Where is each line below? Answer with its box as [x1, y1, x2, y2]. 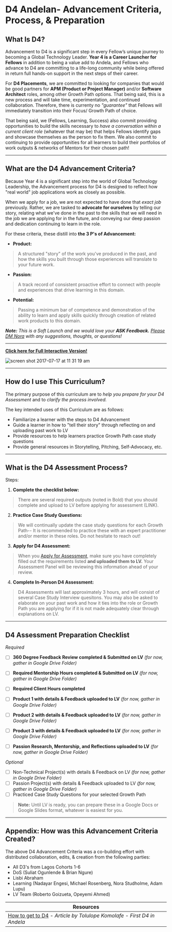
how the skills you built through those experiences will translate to [17, 256, 158, 262]
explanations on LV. [17, 611, 59, 617]
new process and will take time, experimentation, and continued [5, 96, 140, 103]
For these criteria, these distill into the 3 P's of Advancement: [5, 230, 136, 237]
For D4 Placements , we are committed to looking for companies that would [5, 81, 164, 86]
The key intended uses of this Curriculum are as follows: [5, 406, 124, 413]
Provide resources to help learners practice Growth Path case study [12, 433, 156, 439]
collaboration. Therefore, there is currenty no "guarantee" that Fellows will [5, 102, 162, 108]
